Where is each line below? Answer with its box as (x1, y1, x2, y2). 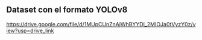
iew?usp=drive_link (6, 27, 54, 34)
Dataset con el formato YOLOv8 (6, 5, 128, 15)
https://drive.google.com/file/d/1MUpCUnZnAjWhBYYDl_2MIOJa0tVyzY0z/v (6, 20, 196, 27)
